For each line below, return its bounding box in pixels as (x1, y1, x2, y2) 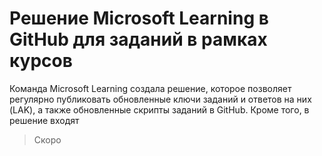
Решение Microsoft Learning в (9, 7, 269, 30)
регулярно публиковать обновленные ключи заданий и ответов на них (9, 93, 312, 105)
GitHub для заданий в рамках (9, 28, 268, 51)
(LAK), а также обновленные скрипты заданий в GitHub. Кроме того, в (9, 103, 310, 116)
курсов (9, 50, 73, 72)
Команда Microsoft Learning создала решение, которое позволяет (9, 82, 292, 94)
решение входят (9, 114, 80, 126)
